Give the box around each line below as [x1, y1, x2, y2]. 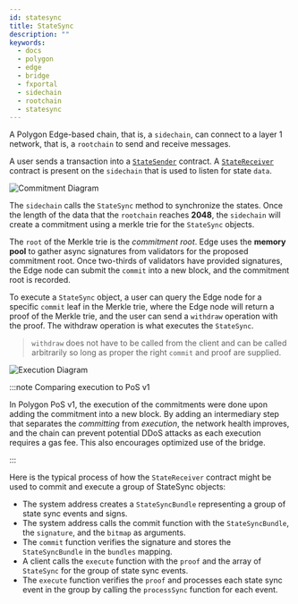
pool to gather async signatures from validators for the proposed [9, 246, 249, 257]
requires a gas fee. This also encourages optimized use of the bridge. [9, 438, 266, 448]
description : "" [9, 30, 70, 38]
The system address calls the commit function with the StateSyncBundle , [21, 518, 289, 529]
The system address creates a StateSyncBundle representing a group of [21, 498, 286, 510]
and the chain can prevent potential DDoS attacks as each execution [9, 428, 261, 438]
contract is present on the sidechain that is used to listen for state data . [9, 166, 273, 176]
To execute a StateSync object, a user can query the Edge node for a [9, 292, 262, 302]
